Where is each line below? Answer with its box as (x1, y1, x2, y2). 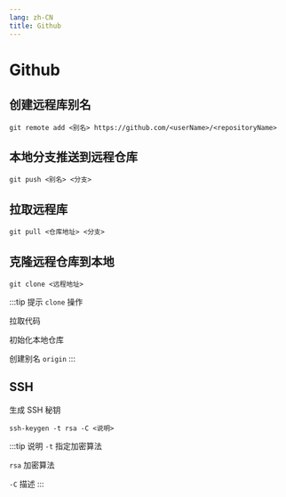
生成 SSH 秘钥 (9, 404, 61, 415)
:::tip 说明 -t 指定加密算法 (9, 440, 102, 451)
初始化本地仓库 (9, 334, 64, 345)
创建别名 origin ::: (9, 353, 75, 363)
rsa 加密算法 (9, 460, 55, 470)
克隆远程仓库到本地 (9, 254, 115, 269)
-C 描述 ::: (9, 478, 44, 489)
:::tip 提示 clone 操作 (9, 296, 83, 307)
